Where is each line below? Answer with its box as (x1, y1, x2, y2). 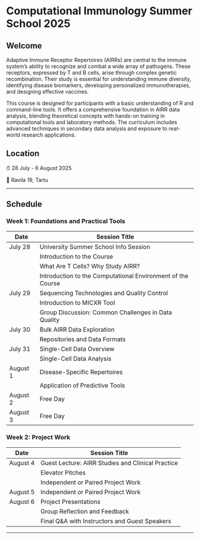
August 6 (9, 497, 35, 506)
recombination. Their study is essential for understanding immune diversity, (6, 76, 192, 82)
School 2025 (6, 17, 71, 30)
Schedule (6, 199, 43, 209)
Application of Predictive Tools (39, 381, 125, 389)
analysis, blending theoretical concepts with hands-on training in (6, 112, 165, 119)
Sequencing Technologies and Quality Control (39, 289, 168, 297)
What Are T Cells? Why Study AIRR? (39, 262, 140, 270)
